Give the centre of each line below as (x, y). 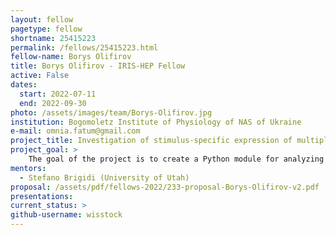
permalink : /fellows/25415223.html (84, 47)
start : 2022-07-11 (58, 94)
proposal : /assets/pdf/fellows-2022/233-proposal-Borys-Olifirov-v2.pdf (165, 187)
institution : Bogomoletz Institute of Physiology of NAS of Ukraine (156, 122)
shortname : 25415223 (53, 38)
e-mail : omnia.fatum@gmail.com (75, 131)
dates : (24, 85)
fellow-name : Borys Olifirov (71, 57)
